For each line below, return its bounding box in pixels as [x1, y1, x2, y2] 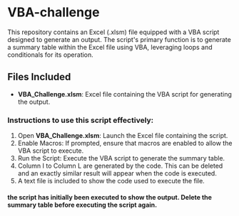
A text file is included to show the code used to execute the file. [17, 177, 205, 185]
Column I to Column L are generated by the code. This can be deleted [17, 161, 223, 171]
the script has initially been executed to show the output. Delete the [7, 193, 213, 201]
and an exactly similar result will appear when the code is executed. [17, 169, 218, 178]
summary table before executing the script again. [7, 200, 158, 209]
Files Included [7, 71, 71, 83]
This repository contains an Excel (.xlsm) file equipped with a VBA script [7, 28, 220, 36]
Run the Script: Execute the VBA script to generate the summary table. [17, 154, 225, 163]
